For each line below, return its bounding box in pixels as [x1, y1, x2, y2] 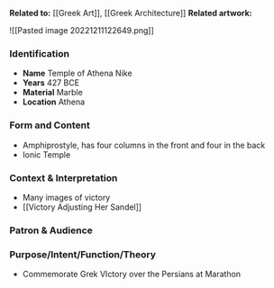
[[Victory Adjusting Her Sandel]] [22, 202, 142, 212]
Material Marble [22, 87, 83, 98]
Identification [9, 47, 70, 59]
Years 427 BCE [22, 77, 79, 88]
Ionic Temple [22, 148, 71, 160]
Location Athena [22, 96, 86, 107]
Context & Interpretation [9, 171, 118, 184]
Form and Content [9, 119, 90, 131]
